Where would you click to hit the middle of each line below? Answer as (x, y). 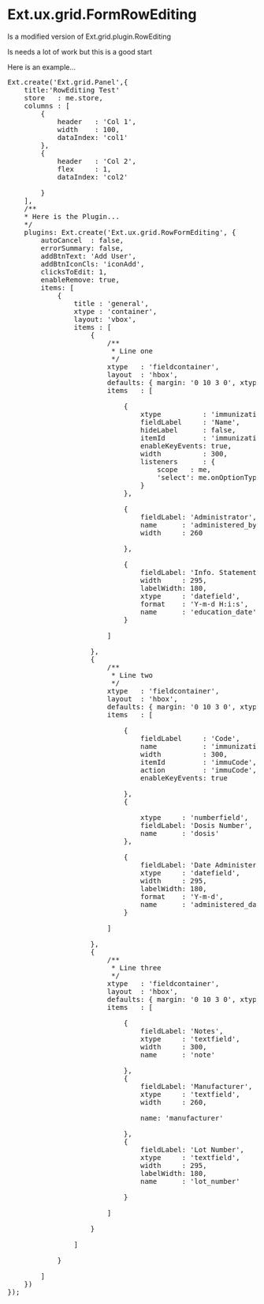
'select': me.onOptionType (209, 477)
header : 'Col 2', (97, 161)
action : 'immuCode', (198, 770)
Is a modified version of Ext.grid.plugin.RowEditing (89, 36)
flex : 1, (84, 169)
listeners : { (178, 461)
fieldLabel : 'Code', (190, 738)
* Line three (136, 968)
